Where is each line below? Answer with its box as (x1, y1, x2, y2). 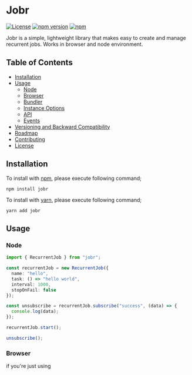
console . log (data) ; (11, 309, 59, 314)
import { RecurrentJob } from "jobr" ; (6, 255, 101, 260)
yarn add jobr (6, 207, 41, 213)
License (14, 142, 34, 149)
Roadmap (14, 129, 38, 136)
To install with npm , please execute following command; (6, 175, 142, 182)
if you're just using (6, 363, 51, 370)
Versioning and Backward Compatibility (14, 123, 110, 130)
